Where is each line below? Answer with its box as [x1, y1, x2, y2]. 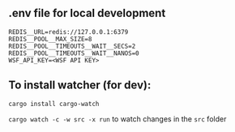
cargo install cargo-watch [8, 100, 100, 108]
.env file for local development [8, 6, 166, 20]
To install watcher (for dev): [8, 79, 152, 92]
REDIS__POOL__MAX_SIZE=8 [8, 35, 92, 43]
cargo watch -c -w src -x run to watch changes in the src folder [8, 113, 227, 124]
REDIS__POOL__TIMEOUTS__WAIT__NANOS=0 [8, 49, 139, 57]
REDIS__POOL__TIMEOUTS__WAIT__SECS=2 [8, 42, 136, 50]
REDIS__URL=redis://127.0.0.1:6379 [8, 28, 129, 36]
